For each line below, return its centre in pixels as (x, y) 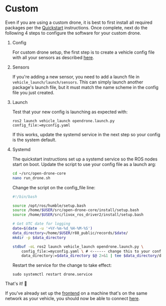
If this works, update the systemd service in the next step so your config (86, 134)
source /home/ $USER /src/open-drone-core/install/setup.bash (76, 210)
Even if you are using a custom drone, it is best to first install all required (79, 22)
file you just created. (33, 92)
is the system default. (34, 140)
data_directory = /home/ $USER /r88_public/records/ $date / (70, 233)
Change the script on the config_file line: (54, 187)
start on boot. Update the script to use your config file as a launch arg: (84, 164)
